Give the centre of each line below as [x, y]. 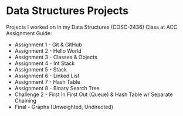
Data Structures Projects [67, 11]
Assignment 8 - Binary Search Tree [57, 88]
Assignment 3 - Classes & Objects [56, 57]
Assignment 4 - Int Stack [45, 63]
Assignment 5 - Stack [41, 69]
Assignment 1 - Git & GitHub [48, 45]
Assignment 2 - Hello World [48, 50]
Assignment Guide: [29, 33]
